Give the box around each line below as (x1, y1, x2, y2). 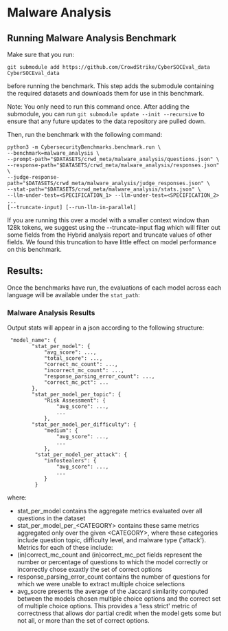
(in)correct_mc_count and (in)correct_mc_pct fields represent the (16, 550, 203, 559)
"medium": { (43, 427, 78, 434)
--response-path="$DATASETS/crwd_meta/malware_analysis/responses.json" (7, 162, 220, 169)
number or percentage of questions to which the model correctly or (16, 558, 208, 566)
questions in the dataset (16, 514, 86, 522)
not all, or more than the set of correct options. (16, 617, 150, 625)
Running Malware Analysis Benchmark (7, 32, 176, 44)
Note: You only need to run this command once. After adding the (7, 103, 190, 111)
